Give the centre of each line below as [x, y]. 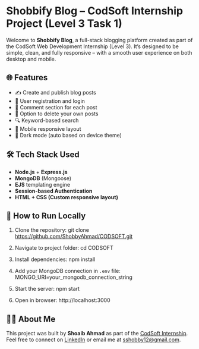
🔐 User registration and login [50, 101]
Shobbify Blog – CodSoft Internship [94, 11]
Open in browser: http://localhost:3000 [63, 300]
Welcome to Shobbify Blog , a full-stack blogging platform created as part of [99, 40]
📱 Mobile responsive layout [48, 128]
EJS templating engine [42, 184]
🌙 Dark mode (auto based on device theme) [68, 135]
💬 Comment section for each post [56, 107]
